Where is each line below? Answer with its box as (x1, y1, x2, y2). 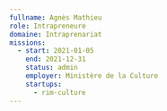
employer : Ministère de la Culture (25, 72, 159, 81)
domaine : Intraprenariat (9, 30, 102, 38)
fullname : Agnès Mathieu (9, 13, 102, 22)
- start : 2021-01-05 (17, 47, 94, 55)
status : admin (25, 64, 78, 73)
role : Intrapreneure (9, 21, 87, 30)
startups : (25, 80, 63, 89)
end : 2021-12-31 (25, 55, 87, 64)
